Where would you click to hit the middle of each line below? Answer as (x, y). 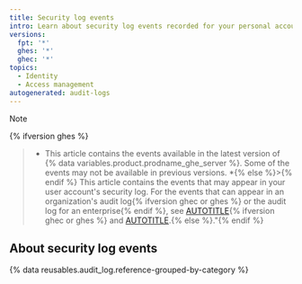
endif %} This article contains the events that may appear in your (165, 182)
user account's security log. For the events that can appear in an (164, 191)
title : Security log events (62, 18)
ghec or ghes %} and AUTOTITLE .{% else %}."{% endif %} (154, 220)
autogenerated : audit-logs (60, 93)
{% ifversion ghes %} (49, 136)
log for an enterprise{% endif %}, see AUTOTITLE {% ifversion (160, 210)
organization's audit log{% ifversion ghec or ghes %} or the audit (165, 201)
